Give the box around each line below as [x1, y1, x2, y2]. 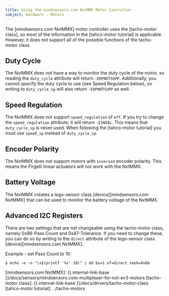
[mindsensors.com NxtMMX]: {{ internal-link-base [5, 269, 109, 275]
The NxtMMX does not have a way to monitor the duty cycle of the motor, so [5, 70, 164, 76]
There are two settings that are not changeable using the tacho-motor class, [5, 225, 164, 231]
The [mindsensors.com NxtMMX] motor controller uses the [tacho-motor [5, 26, 157, 32]
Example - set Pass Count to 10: [5, 251, 72, 257]
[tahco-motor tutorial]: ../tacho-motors [5, 285, 86, 291]
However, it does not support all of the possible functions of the [5, 36, 138, 43]
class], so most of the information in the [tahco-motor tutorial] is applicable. [5, 31, 163, 37]
